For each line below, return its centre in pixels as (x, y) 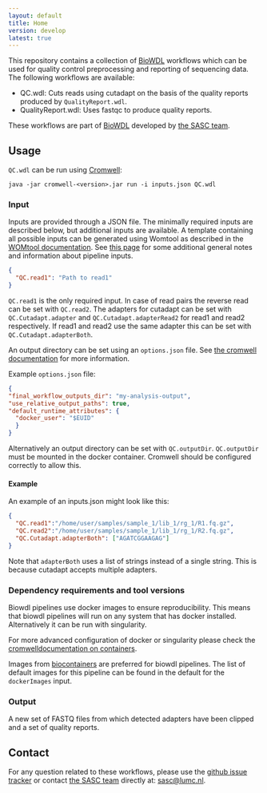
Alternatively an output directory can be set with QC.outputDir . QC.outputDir (133, 449)
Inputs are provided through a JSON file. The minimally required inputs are (131, 222)
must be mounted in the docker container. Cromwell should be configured (130, 457)
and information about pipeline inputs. (71, 256)
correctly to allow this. (45, 466)
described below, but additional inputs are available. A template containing (131, 230)
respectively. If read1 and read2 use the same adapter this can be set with (130, 326)
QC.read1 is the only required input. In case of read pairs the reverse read (129, 300)
